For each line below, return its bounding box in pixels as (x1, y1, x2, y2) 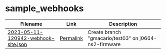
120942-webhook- (7, 35, 55, 41)
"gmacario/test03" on (87, 35, 138, 41)
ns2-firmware (87, 41, 121, 48)
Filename (20, 20, 42, 27)
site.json (7, 41, 27, 48)
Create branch (87, 29, 122, 36)
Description (109, 20, 137, 27)
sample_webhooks (5, 3, 84, 14)
